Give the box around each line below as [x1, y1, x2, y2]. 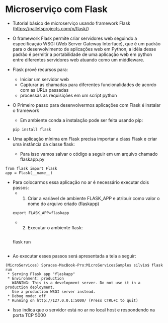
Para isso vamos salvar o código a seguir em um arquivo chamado [20, 151, 158, 157]
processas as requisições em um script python [20, 92, 117, 98]
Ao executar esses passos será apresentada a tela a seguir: [12, 253, 137, 259]
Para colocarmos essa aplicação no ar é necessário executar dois [12, 179, 149, 185]
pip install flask [12, 127, 51, 132]
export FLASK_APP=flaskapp [12, 210, 69, 215]
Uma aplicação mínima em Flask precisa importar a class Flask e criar [12, 136, 157, 142]
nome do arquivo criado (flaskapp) [27, 201, 100, 207]
